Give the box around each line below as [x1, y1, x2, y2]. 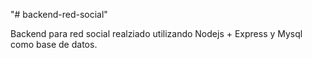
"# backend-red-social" [10, 9, 108, 20]
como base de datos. [10, 39, 98, 50]
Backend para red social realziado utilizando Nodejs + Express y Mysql [10, 28, 303, 39]
